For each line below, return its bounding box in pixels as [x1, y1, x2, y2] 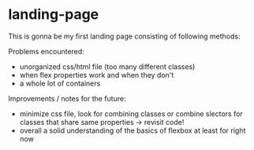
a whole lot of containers [19, 79, 101, 88]
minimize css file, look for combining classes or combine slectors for [19, 108, 243, 119]
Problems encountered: [8, 46, 84, 56]
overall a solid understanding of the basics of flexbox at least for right [19, 126, 246, 135]
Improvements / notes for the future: [8, 93, 126, 103]
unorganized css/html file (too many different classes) [19, 61, 196, 71]
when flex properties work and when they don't [19, 70, 174, 79]
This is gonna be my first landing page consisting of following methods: [8, 31, 241, 41]
